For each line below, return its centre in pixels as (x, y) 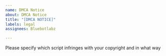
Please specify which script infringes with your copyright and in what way (83, 48)
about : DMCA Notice (26, 15)
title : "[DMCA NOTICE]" (31, 19)
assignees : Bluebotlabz (31, 29)
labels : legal (20, 24)
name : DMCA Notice (25, 10)
